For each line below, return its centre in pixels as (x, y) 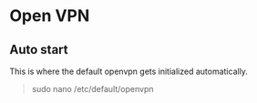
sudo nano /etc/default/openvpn (93, 89)
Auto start (39, 50)
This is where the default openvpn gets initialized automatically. (129, 71)
